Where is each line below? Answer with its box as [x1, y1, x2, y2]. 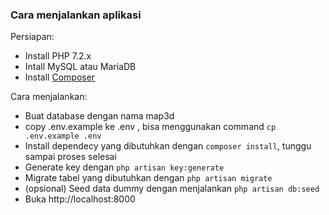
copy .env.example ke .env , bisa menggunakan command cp [24, 121, 277, 133]
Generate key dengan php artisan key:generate [24, 161, 225, 173]
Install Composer [24, 71, 96, 83]
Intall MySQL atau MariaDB [24, 61, 137, 73]
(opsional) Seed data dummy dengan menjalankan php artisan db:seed [24, 183, 320, 195]
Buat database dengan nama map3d [24, 110, 175, 122]
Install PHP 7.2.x [24, 50, 92, 62]
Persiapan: [10, 31, 55, 43]
